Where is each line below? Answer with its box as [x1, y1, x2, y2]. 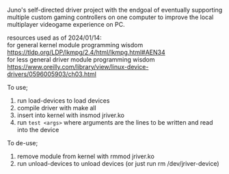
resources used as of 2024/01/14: [7, 34, 102, 42]
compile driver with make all [16, 104, 97, 112]
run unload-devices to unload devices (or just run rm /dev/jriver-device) [16, 160, 220, 167]
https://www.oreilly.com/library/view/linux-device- [7, 63, 149, 71]
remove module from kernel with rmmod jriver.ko [16, 152, 155, 160]
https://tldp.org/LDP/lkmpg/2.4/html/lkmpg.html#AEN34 [7, 48, 165, 56]
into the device [16, 126, 59, 134]
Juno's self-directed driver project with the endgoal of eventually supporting [7, 6, 223, 14]
